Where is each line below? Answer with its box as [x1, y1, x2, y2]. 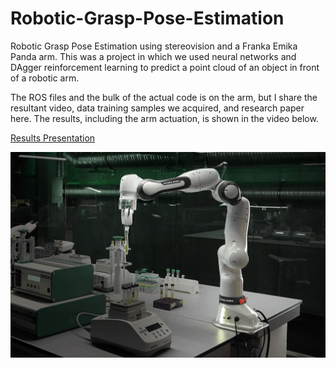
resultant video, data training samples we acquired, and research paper [10, 102, 305, 114]
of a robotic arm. [10, 72, 80, 84]
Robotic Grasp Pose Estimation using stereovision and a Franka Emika [10, 40, 298, 52]
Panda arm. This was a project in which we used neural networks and [10, 50, 297, 62]
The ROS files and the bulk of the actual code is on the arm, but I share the [10, 91, 318, 103]
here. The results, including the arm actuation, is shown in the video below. [10, 112, 319, 124]
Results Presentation [10, 132, 96, 144]
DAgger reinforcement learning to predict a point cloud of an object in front [10, 61, 320, 73]
